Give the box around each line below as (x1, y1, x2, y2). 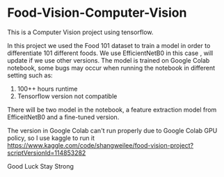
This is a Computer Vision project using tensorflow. (7, 28, 154, 36)
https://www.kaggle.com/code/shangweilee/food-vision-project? (7, 141, 193, 149)
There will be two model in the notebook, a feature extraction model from (7, 105, 217, 114)
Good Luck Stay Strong (7, 162, 74, 170)
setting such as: (7, 71, 54, 79)
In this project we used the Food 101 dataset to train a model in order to (7, 41, 211, 49)
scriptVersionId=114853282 (7, 148, 86, 157)
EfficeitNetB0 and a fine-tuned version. (7, 113, 120, 121)
